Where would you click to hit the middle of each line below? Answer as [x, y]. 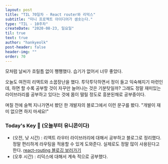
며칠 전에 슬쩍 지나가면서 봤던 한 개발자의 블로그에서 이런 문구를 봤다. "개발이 [80, 105]
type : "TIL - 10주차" [27, 24]
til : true [16, 33]
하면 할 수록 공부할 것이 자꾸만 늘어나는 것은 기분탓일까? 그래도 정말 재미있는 [87, 88]
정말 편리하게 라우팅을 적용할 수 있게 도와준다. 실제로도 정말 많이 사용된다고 [86, 144]
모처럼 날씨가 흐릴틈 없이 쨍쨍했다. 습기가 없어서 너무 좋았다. [64, 71]
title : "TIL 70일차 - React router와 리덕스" [50, 15]
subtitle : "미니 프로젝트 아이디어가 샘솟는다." [49, 19]
